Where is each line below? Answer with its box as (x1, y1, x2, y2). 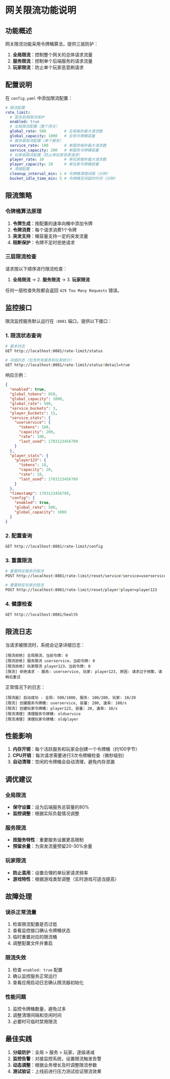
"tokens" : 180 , (18, 425, 51, 430)
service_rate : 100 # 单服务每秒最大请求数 (10, 143, 107, 148)
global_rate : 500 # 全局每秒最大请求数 (10, 129, 103, 134)
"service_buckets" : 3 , (10, 406, 58, 411)
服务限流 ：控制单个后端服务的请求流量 (12, 58, 93, 64)
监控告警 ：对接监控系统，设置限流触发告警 (12, 1055, 102, 1061)
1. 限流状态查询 (5, 332, 42, 339)
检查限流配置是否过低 (12, 921, 57, 927)
